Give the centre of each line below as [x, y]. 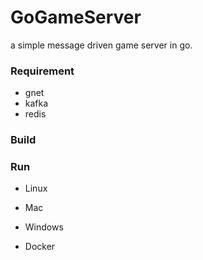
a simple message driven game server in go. [101, 45]
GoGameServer [76, 17]
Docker [40, 247]
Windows [44, 227]
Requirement [42, 71]
